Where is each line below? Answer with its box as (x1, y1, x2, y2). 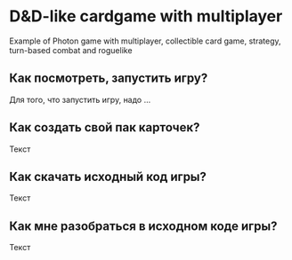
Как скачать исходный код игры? (9, 169, 207, 184)
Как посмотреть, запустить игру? (9, 71, 208, 86)
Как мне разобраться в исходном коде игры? (9, 218, 278, 233)
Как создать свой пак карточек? (9, 120, 200, 135)
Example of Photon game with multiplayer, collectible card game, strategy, (9, 35, 282, 46)
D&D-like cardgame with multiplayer (9, 6, 283, 27)
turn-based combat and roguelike (9, 44, 133, 55)
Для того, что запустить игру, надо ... (9, 94, 151, 105)
